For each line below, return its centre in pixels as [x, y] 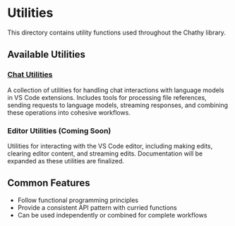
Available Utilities [47, 55]
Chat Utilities [30, 75]
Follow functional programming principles [78, 200]
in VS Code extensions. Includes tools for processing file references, [107, 97]
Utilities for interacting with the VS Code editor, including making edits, [110, 146]
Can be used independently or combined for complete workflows [112, 215]
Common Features [49, 183]
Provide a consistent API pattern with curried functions [97, 207]
